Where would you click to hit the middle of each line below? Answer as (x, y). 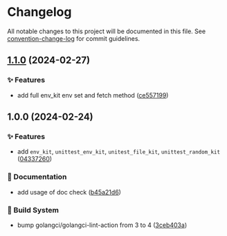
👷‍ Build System (33, 210)
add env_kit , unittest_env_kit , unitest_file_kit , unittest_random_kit (118, 152)
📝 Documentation (37, 177)
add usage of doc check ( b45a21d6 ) (69, 192)
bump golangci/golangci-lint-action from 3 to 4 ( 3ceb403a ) (102, 225)
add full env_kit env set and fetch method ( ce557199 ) (93, 95)
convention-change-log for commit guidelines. (74, 38)
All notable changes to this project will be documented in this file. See (107, 31)
